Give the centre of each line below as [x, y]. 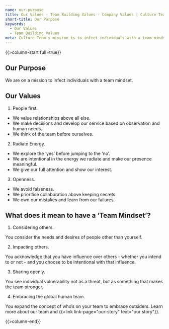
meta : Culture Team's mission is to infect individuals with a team [78, 38]
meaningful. [25, 164]
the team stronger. [24, 287]
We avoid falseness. [33, 189]
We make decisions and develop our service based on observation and [86, 123]
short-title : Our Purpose [32, 19]
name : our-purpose [24, 10]
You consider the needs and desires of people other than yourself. [74, 237]
